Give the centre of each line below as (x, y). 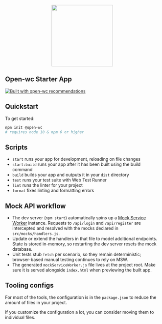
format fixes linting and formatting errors (53, 191)
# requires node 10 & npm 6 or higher (45, 132)
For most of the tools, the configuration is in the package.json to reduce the (81, 297)
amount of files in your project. (36, 302)
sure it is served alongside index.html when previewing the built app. (82, 270)
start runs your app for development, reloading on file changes (76, 159)
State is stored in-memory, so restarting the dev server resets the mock (84, 244)
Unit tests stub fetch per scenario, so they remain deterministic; (77, 254)
